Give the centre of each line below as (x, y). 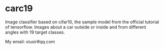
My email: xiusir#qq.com (30, 41)
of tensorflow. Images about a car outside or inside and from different (76, 27)
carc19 (19, 8)
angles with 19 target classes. (35, 32)
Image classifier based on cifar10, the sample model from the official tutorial (82, 22)
